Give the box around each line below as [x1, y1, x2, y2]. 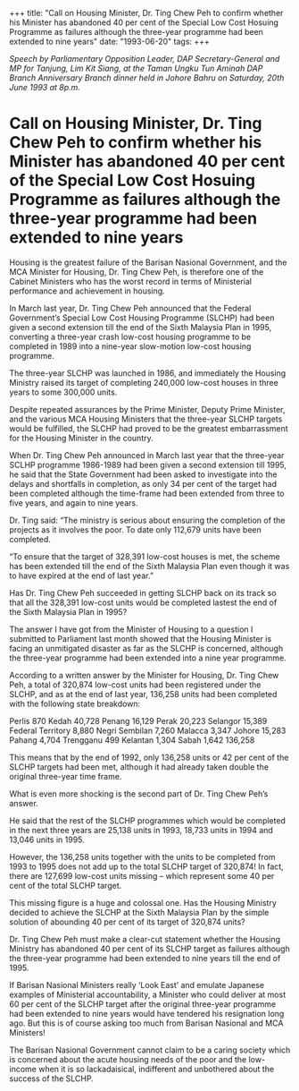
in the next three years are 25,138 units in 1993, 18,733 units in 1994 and [9, 824, 274, 835]
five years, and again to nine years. [9, 497, 138, 508]
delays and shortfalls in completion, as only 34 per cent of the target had [9, 478, 277, 489]
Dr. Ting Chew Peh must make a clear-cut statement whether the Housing [9, 933, 281, 944]
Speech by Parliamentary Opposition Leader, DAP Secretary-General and [9, 54, 280, 64]
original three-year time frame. [9, 771, 122, 781]
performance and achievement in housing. [9, 286, 165, 296]
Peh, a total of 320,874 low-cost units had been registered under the [9, 679, 262, 690]
